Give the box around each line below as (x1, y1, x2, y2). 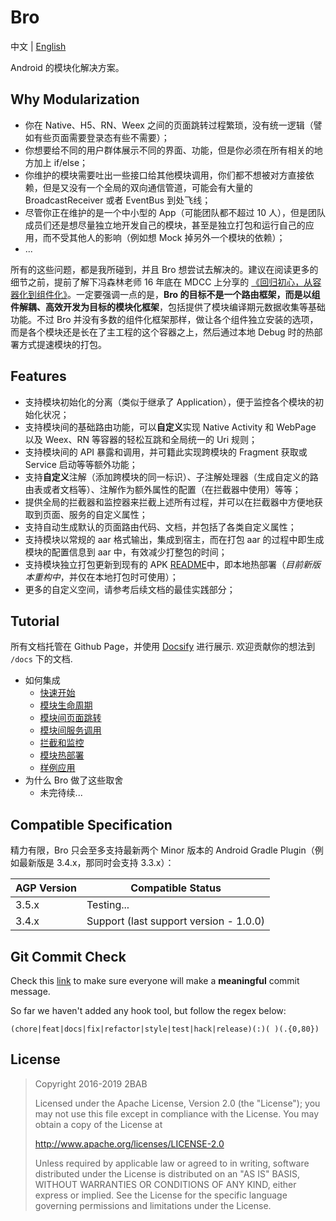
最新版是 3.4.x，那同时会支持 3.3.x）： (18, 857, 175, 869)
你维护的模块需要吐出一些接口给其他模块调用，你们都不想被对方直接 (24, 169, 306, 181)
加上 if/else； (33, 156, 89, 168)
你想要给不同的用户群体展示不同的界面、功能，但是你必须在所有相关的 (24, 144, 315, 156)
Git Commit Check (10, 948, 127, 965)
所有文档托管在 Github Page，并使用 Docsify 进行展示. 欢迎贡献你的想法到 (10, 641, 316, 653)
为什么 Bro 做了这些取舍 (24, 774, 124, 786)
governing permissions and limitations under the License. (34, 1199, 272, 1211)
